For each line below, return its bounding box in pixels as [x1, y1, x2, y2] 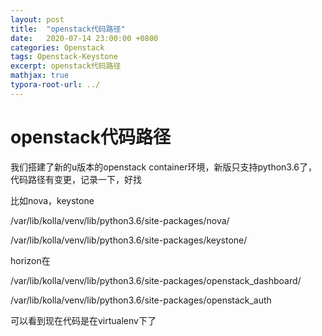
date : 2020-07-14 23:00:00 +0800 [10, 33, 159, 43]
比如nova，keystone [10, 194, 95, 206]
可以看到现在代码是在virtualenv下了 [10, 314, 157, 326]
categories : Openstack [10, 42, 105, 53]
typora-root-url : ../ [10, 80, 101, 90]
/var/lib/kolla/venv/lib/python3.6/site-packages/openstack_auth [10, 294, 272, 306]
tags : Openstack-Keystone [10, 52, 118, 62]
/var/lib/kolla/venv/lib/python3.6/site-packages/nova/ [10, 214, 230, 226]
